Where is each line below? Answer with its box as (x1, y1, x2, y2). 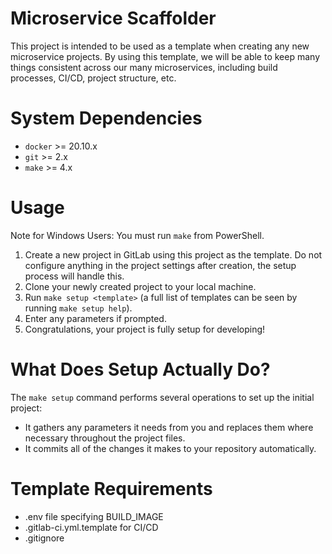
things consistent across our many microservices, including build (10, 61, 278, 73)
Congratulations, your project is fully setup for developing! (24, 323, 266, 335)
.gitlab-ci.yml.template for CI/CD (24, 521, 159, 533)
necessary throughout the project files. (24, 432, 186, 444)
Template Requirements (10, 477, 213, 500)
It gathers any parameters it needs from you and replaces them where (24, 421, 314, 433)
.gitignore (24, 532, 65, 544)
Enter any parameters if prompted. (24, 312, 167, 324)
